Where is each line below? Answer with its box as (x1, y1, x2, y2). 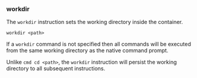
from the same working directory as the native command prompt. (6, 47, 169, 54)
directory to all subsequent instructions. (6, 65, 106, 72)
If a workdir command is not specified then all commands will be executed (6, 41, 192, 48)
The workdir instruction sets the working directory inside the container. (6, 19, 183, 26)
